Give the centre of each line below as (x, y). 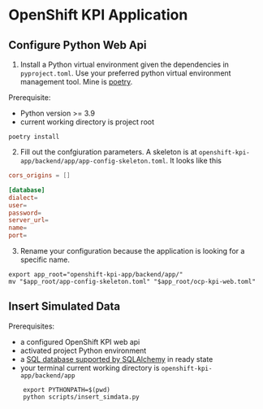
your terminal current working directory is (90, 368)
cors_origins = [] (39, 176)
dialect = (23, 198)
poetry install (34, 137)
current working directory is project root (87, 122)
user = (17, 205)
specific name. (45, 259)
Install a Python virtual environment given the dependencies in (125, 64)
